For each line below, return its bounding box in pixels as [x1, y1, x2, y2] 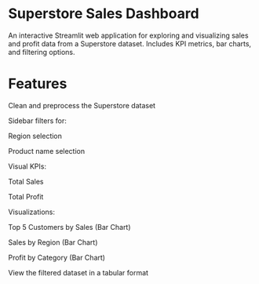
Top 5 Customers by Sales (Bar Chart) [8, 222, 131, 231]
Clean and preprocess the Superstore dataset [8, 100, 155, 110]
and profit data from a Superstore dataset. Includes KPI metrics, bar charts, [8, 38, 252, 48]
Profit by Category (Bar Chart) [8, 253, 106, 262]
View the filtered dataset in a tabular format [8, 268, 149, 277]
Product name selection [8, 146, 85, 155]
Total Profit [8, 191, 44, 201]
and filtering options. [8, 47, 76, 56]
